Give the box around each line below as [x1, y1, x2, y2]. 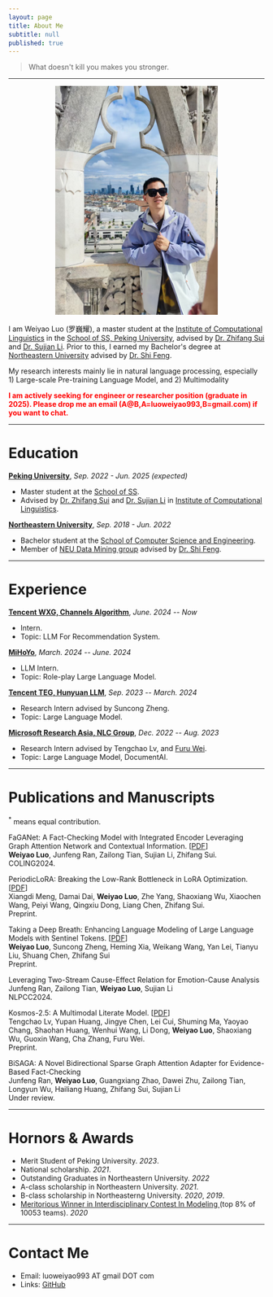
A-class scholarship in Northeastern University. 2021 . [19, 1181, 199, 1191]
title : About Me [8, 21, 63, 30]
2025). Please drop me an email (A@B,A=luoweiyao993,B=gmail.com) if [8, 400, 258, 409]
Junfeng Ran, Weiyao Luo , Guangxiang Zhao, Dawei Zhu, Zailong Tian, [8, 1075, 246, 1085]
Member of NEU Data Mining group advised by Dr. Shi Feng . [19, 544, 222, 554]
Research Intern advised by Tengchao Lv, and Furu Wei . [19, 744, 207, 753]
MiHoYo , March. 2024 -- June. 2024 [8, 648, 132, 657]
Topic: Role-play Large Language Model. [19, 672, 157, 682]
